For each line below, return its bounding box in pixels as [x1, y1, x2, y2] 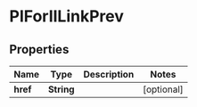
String [47, 83, 75, 95]
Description [83, 69, 135, 80]
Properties [9, 42, 70, 57]
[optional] [142, 83, 185, 95]
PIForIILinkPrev [9, 6, 125, 27]
